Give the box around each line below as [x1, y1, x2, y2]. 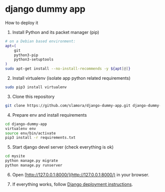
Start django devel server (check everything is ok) [12, 144, 114, 150]
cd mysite [5, 154, 26, 159]
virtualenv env [5, 126, 36, 131]
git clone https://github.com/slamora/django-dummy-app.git [5, 103, 131, 108]
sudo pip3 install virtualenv [5, 85, 67, 90]
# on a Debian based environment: [5, 38, 76, 44]
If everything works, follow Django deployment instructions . [12, 181, 134, 187]
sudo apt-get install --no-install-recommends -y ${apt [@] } [5, 66, 131, 71]
